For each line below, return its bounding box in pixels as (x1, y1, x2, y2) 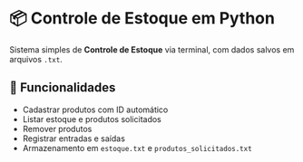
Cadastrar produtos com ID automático (22, 104, 169, 115)
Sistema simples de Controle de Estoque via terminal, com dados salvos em (9, 43, 295, 55)
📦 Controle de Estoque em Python (9, 8, 275, 29)
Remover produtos (22, 123, 93, 134)
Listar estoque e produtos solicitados (22, 113, 161, 124)
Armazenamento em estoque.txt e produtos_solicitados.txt (22, 142, 252, 153)
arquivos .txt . (9, 53, 64, 64)
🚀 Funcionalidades (9, 80, 116, 96)
